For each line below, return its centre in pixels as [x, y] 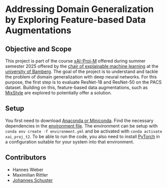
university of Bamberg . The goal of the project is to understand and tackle [81, 71]
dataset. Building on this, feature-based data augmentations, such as [76, 87]
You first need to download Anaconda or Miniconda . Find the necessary [79, 120]
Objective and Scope [38, 49]
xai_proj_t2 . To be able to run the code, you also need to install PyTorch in [83, 136]
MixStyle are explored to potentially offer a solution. [58, 93]
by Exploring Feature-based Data [76, 20]
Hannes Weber [28, 169]
